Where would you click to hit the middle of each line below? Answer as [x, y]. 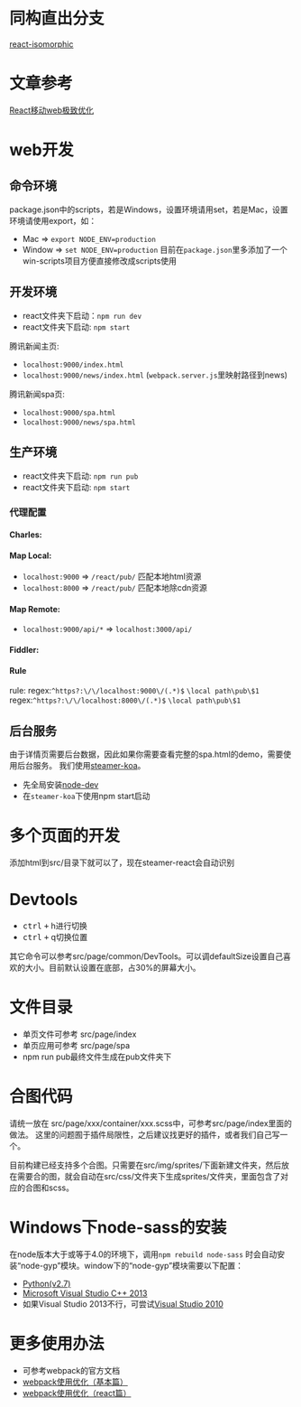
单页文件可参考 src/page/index [79, 1034]
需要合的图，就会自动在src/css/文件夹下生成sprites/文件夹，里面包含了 [149, 1176]
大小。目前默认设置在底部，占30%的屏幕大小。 [113, 967]
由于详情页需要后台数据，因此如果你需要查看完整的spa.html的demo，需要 [146, 754]
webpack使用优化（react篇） [77, 1393]
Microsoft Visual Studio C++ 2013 [85, 1293]
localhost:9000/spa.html [69, 413]
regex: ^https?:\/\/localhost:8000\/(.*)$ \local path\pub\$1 [125, 700]
